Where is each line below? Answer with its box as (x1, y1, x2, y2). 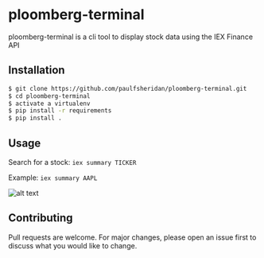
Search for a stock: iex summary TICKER (8, 157, 137, 166)
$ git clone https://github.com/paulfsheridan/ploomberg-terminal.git (8, 84, 247, 92)
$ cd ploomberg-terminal (8, 92, 91, 100)
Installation (8, 64, 65, 77)
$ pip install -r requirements (8, 107, 112, 115)
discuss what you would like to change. (8, 240, 138, 250)
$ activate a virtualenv (8, 100, 91, 107)
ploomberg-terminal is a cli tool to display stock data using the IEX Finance (8, 32, 253, 41)
